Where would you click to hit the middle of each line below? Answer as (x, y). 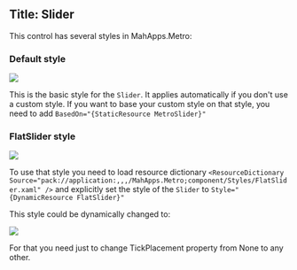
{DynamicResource (41, 198)
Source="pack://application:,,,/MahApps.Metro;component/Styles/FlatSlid (148, 181)
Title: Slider (42, 15)
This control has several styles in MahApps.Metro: (101, 35)
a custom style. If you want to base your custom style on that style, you (140, 104)
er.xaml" (25, 190)
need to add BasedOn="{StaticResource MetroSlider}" (108, 113)
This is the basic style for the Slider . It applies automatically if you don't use (148, 95)
